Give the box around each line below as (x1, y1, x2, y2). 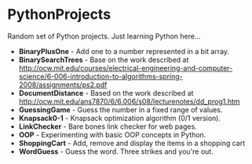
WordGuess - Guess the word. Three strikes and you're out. (18, 147, 214, 156)
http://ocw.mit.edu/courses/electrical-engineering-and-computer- (18, 63, 233, 72)
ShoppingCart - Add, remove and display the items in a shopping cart (18, 138, 246, 148)
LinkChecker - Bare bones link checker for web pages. (18, 122, 197, 131)
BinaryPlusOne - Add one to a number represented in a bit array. (18, 46, 229, 56)
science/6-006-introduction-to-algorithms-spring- (18, 71, 184, 81)
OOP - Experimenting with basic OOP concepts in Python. (18, 129, 206, 139)
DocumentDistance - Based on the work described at (18, 88, 194, 97)
